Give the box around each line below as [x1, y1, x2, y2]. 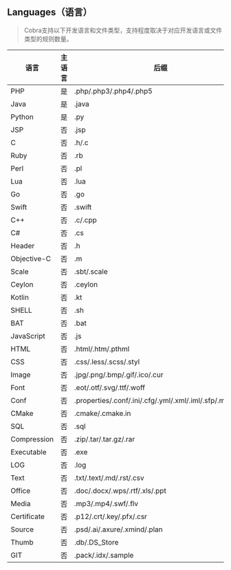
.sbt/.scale [74, 267, 108, 276]
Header [10, 241, 35, 250]
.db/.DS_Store [74, 537, 119, 547]
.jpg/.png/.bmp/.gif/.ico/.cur [74, 370, 164, 380]
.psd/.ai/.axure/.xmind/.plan [74, 525, 163, 534]
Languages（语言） [7, 6, 93, 19]
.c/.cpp [74, 215, 98, 225]
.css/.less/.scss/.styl [74, 357, 140, 366]
